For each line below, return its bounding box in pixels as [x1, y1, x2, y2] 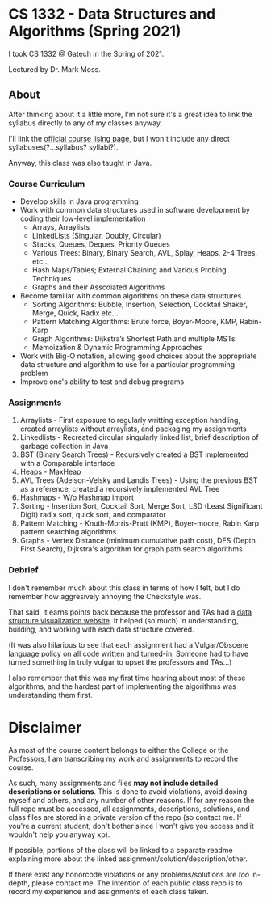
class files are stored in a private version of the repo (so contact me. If [8, 812, 242, 822]
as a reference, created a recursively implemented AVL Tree [19, 484, 220, 494]
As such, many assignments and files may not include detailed [8, 778, 219, 788]
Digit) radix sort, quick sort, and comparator [19, 510, 167, 520]
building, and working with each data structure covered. [8, 624, 195, 634]
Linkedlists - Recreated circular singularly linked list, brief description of [19, 433, 260, 442]
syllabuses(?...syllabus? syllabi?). [8, 142, 119, 152]
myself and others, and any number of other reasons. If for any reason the [8, 795, 255, 805]
